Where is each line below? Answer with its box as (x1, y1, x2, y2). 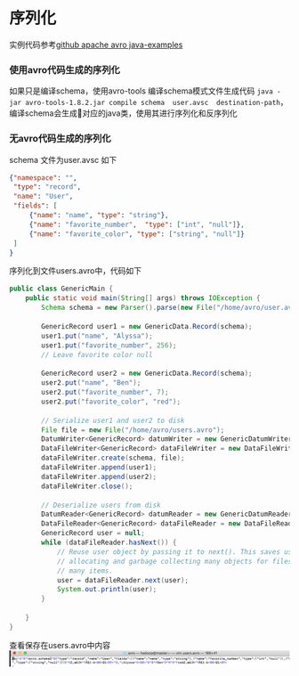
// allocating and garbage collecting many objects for (56, 557, 269, 566)
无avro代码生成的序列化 (9, 133, 111, 145)
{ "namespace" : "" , (9, 173, 77, 183)
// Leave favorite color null (41, 350, 153, 359)
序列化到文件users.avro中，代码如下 (9, 265, 142, 276)
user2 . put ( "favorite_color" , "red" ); (41, 397, 181, 406)
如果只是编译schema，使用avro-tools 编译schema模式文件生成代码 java (9, 86, 273, 96)
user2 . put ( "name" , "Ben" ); (41, 379, 141, 387)
